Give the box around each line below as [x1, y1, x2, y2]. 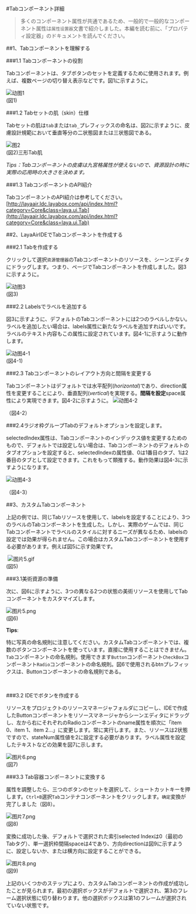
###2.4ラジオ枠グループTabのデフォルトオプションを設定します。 [6, 422, 166, 429]
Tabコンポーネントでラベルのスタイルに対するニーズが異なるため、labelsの [6, 528, 188, 535]
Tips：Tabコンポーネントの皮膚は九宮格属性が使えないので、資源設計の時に [6, 161, 190, 168]
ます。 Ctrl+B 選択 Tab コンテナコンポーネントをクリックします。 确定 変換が [11, 793, 186, 800]
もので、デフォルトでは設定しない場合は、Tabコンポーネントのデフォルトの [6, 442, 189, 448]
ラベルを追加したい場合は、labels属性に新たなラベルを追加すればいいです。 [6, 323, 189, 330]
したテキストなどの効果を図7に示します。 [6, 741, 106, 748]
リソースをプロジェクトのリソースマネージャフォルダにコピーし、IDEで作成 [6, 704, 188, 711]
